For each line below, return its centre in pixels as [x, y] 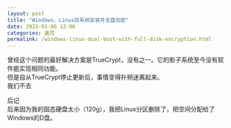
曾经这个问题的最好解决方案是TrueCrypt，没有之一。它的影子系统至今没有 [112, 60]
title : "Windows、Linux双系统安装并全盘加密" [68, 20]
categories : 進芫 [31, 33]
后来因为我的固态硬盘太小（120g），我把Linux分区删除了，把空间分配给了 [111, 109]
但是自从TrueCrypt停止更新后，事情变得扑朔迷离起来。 [85, 77]
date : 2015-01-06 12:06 [41, 26]
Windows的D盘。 [32, 118]
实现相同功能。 [40, 68]
